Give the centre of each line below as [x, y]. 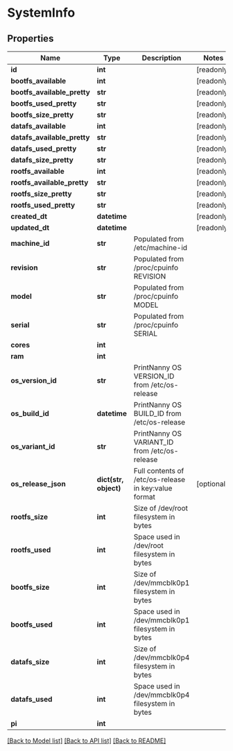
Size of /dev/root [161, 508]
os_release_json [38, 484]
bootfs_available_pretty [50, 92]
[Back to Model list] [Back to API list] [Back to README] [87, 741]
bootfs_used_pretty [44, 104]
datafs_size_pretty [42, 160]
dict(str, [110, 479]
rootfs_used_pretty [43, 205]
